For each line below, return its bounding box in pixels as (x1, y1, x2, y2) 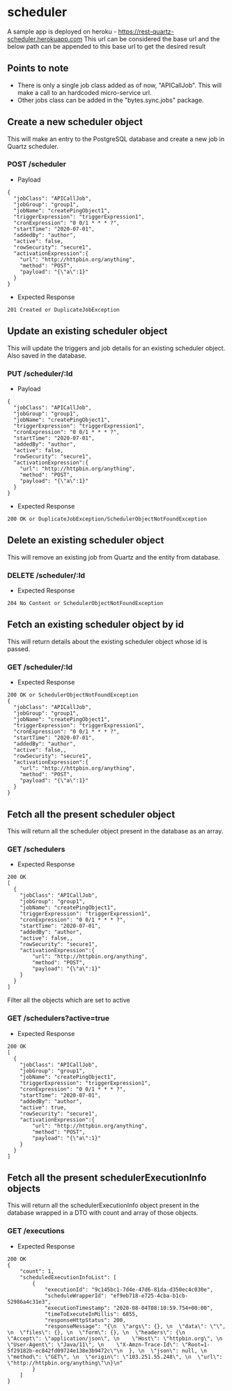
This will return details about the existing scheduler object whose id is (7, 637, 208, 646)
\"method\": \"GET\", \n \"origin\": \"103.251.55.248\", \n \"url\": (7, 1353, 223, 1360)
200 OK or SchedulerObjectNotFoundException (7, 692, 139, 699)
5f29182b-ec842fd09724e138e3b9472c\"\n (7, 1347, 123, 1354)
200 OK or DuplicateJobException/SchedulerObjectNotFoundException (7, 515, 208, 523)
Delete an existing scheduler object (7, 534, 164, 546)
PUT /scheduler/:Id (7, 368, 73, 378)
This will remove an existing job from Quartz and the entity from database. (7, 553, 221, 561)
